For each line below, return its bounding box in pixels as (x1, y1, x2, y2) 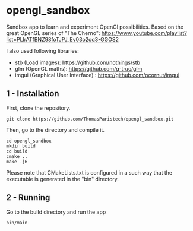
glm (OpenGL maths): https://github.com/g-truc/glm (14, 65, 143, 72)
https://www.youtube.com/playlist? (101, 29, 187, 36)
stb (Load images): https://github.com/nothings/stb (14, 59, 141, 66)
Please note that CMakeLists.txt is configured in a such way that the (6, 169, 173, 176)
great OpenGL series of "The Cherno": (6, 29, 100, 36)
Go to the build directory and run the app (6, 208, 106, 216)
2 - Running (6, 192, 50, 202)
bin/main (6, 220, 28, 226)
